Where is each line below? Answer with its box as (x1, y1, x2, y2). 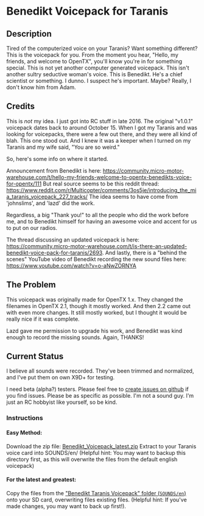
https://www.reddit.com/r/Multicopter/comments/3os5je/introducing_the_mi (6, 186, 197, 193)
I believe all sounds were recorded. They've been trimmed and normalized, (6, 367, 194, 374)
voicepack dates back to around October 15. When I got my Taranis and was (6, 124, 198, 131)
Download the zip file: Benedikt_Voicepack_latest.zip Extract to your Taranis (6, 442, 197, 450)
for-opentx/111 (6, 180, 42, 187)
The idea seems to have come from (89, 193, 178, 200)
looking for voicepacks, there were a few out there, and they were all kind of (6, 130, 198, 138)
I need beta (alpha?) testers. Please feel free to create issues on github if (6, 385, 189, 393)
